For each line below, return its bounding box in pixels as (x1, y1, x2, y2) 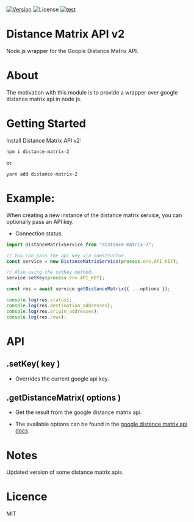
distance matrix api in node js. (6, 95, 82, 102)
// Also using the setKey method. (6, 269, 95, 276)
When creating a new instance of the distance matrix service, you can (6, 211, 182, 219)
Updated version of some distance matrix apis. (6, 468, 124, 476)
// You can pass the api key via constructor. (6, 252, 127, 259)
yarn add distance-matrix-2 (6, 171, 78, 177)
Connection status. (15, 229, 63, 237)
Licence (6, 490, 48, 504)
